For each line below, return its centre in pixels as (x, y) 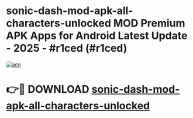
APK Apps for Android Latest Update (97, 36)
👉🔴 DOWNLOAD (48, 90)
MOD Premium (149, 23)
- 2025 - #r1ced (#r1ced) (67, 48)
